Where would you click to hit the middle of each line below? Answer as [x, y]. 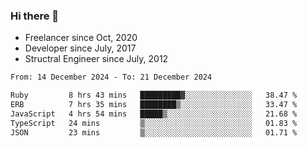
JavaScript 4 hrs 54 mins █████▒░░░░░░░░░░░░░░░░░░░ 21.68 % [154, 114]
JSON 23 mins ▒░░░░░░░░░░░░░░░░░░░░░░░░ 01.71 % [154, 132]
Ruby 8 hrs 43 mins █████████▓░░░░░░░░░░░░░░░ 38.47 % [154, 95]
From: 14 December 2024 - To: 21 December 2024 [111, 77]
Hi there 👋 [35, 16]
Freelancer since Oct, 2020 [81, 38]
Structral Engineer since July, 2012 [96, 59]
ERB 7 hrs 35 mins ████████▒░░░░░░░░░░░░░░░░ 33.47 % [154, 105]
